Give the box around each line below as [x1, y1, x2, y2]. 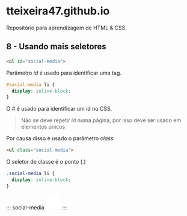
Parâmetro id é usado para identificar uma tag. [6, 69, 122, 76]
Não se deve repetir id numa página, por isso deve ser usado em [20, 117, 182, 124]
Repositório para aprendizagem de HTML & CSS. [6, 24, 127, 31]
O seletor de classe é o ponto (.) [6, 158, 86, 165]
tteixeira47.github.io [6, 4, 110, 18]
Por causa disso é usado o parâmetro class [6, 135, 114, 142]
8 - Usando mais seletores [6, 42, 106, 52]
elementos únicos [20, 123, 66, 131]
